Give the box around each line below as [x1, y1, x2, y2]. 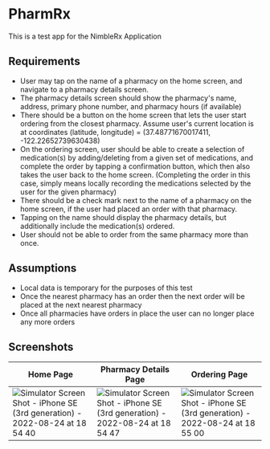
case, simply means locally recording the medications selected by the [19, 178, 252, 188]
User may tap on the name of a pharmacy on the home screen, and [19, 76, 243, 85]
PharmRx [8, 5, 71, 23]
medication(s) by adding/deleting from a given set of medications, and [19, 153, 254, 162]
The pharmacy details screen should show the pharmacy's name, [19, 93, 237, 103]
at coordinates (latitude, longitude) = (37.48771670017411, [19, 127, 211, 137]
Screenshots [8, 340, 74, 353]
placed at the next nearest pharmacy [19, 300, 142, 309]
